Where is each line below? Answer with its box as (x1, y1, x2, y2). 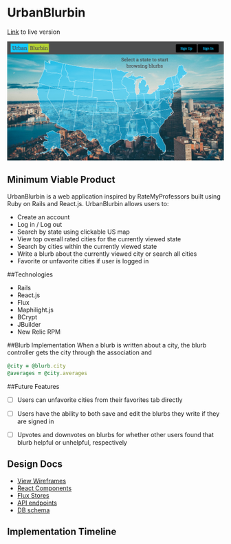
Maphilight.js (16, 305, 54, 314)
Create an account (16, 212, 70, 221)
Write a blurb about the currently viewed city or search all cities (16, 250, 197, 258)
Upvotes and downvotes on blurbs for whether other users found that (16, 430, 214, 439)
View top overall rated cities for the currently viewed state (16, 234, 181, 243)
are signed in (16, 417, 54, 425)
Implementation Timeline (7, 526, 117, 537)
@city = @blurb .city (7, 362, 67, 370)
